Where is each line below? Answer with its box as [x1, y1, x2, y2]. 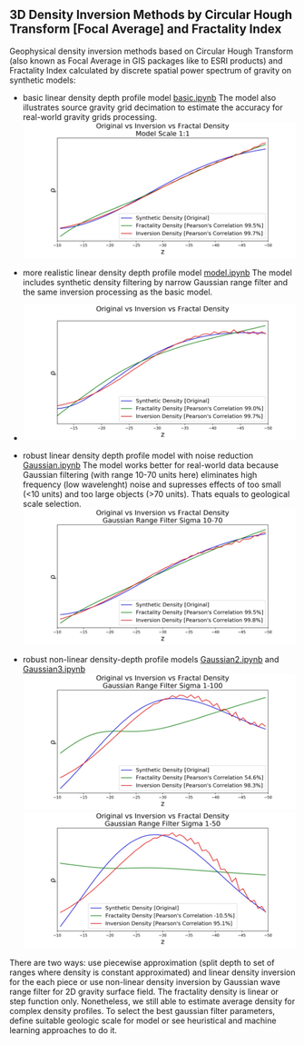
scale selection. [22, 499, 82, 509]
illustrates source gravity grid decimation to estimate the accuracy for [22, 102, 283, 113]
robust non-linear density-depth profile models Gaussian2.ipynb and [22, 654, 279, 665]
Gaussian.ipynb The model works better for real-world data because [22, 460, 279, 471]
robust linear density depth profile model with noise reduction [22, 450, 254, 461]
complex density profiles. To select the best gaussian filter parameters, [9, 1006, 275, 1017]
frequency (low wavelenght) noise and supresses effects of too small [22, 479, 281, 490]
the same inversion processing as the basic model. [22, 286, 213, 297]
